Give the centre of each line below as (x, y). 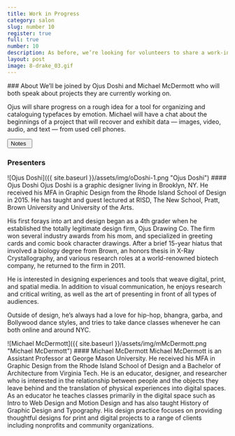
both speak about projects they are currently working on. (89, 93)
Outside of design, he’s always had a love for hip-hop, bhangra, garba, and (115, 315)
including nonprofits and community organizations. (80, 425)
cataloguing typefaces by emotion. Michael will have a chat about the (107, 114)
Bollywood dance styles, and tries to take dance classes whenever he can (114, 322)
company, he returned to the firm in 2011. (66, 265)
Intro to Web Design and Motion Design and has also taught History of (108, 402)
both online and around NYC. (49, 330)
